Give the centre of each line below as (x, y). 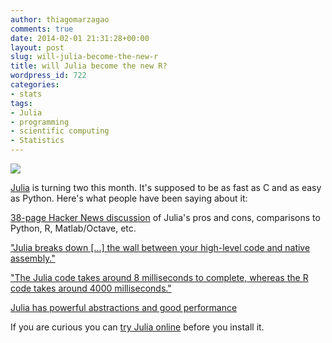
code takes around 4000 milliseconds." (91, 288)
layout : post (37, 47)
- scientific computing (60, 131)
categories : (35, 85)
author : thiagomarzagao (60, 19)
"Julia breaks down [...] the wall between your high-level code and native (160, 247)
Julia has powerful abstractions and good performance (124, 307)
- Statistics (37, 141)
